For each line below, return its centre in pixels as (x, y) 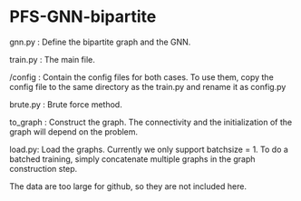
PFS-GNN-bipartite (83, 17)
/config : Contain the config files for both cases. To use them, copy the (141, 77)
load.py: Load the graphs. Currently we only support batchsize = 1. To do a (149, 149)
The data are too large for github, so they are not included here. (128, 186)
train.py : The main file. (52, 59)
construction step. (44, 168)
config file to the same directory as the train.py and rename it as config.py (148, 86)
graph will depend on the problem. (74, 131)
